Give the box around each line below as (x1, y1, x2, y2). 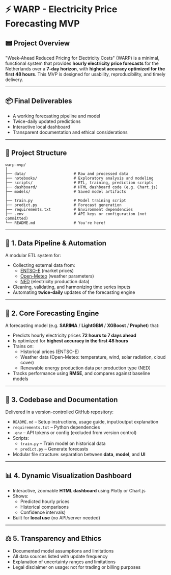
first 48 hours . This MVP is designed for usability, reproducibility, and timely (5, 71, 166, 77)
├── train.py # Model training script (5, 198, 126, 203)
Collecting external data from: (12, 262, 75, 268)
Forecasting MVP (5, 18, 80, 30)
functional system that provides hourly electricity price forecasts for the (5, 60, 159, 66)
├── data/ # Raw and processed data (5, 171, 129, 176)
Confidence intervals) (20, 509, 66, 515)
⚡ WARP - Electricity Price (5, 4, 118, 15)
